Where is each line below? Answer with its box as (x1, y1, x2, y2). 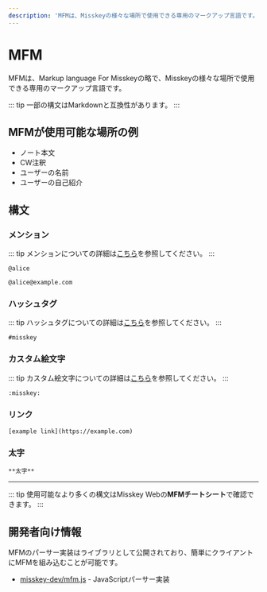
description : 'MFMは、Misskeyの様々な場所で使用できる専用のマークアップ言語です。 (8, 11, 259, 20)
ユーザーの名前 (19, 168, 69, 177)
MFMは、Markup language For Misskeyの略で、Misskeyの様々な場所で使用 (8, 73, 255, 83)
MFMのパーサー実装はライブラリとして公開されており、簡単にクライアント (8, 548, 253, 557)
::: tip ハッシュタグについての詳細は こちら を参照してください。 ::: (8, 318, 222, 327)
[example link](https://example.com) (8, 427, 133, 435)
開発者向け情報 (8, 525, 82, 539)
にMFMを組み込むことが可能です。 (8, 558, 122, 567)
